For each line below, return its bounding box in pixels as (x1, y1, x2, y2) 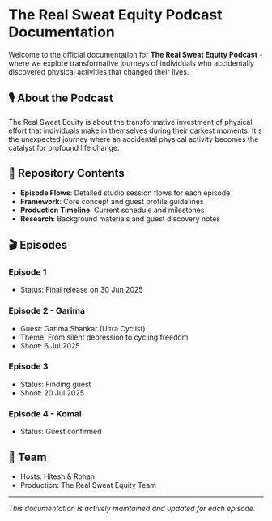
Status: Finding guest (19, 379, 91, 389)
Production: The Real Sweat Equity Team (19, 480, 156, 489)
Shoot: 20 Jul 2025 (19, 387, 85, 398)
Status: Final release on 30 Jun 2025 (19, 285, 143, 295)
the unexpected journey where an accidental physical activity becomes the (8, 134, 259, 143)
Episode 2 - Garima (8, 305, 85, 317)
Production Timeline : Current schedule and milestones (19, 205, 205, 215)
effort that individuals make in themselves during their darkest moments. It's (8, 126, 262, 135)
